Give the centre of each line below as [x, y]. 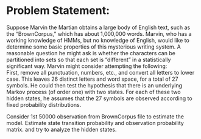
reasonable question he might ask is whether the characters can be [91, 53]
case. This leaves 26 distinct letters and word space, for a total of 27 [92, 79]
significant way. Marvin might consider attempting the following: [87, 66]
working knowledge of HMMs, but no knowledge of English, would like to [98, 40]
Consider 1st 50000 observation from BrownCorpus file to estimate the [95, 117]
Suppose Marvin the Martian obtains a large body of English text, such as [98, 27]
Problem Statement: [58, 11]
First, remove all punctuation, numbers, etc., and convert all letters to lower [100, 72]
